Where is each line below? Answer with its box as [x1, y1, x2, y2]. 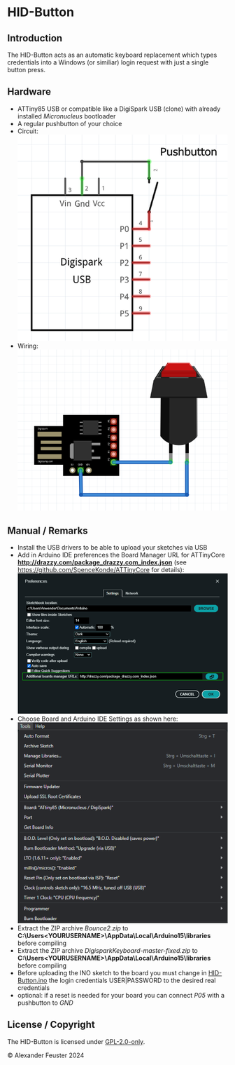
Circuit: [17, 127, 38, 135]
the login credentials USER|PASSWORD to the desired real [48, 976, 216, 985]
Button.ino [17, 976, 48, 985]
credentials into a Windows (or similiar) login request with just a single [7, 58, 209, 67]
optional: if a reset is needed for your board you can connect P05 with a [17, 991, 225, 1000]
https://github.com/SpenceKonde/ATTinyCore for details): [17, 566, 185, 574]
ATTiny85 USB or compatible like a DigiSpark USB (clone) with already [17, 104, 221, 113]
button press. [7, 66, 46, 74]
